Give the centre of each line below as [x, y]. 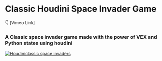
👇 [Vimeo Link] [20, 22]
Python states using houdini [39, 43]
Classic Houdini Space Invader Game [81, 9]
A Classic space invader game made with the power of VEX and [81, 37]
